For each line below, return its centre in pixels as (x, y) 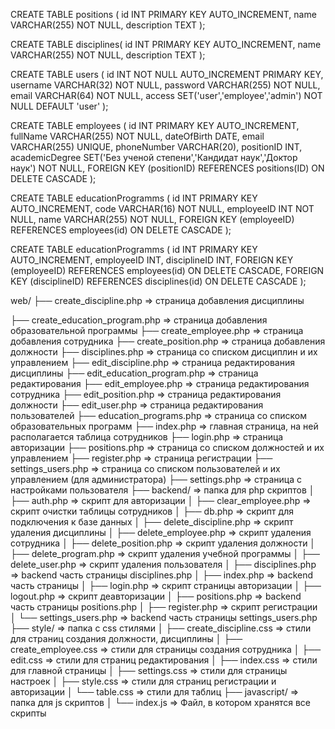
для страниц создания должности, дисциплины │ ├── (126, 638)
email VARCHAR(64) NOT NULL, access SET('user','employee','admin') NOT (166, 95)
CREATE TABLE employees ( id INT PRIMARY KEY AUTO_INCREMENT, (155, 125)
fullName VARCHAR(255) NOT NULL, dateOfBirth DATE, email (137, 136)
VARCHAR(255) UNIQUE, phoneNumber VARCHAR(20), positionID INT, (156, 147)
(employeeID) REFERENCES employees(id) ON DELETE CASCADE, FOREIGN (167, 270)
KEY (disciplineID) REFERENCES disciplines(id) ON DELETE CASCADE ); (158, 281)
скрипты (28, 713)
